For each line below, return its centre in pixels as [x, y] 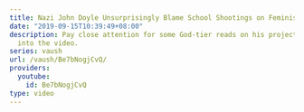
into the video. [48, 43]
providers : [30, 69]
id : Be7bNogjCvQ [57, 85]
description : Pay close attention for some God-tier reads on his [137, 34]
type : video [32, 93]
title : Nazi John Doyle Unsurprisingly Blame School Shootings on [137, 18]
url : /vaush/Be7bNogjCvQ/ [58, 60]
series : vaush [36, 51]
